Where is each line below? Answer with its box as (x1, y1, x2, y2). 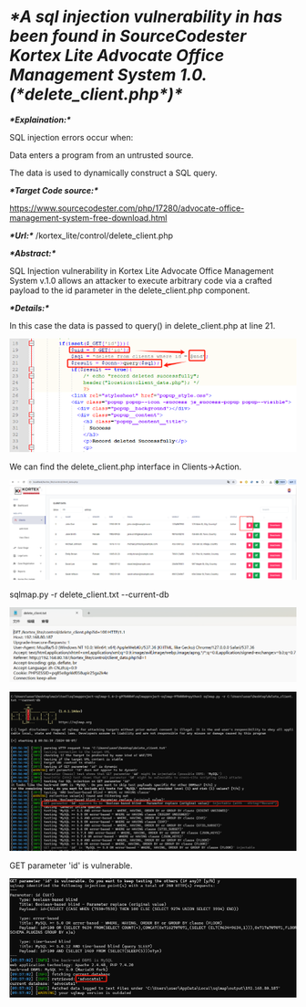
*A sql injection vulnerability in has (9, 6, 283, 27)
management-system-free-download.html (9, 212, 168, 223)
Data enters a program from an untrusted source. (9, 149, 194, 161)
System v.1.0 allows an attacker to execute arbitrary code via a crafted (9, 275, 272, 286)
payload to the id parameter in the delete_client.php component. (9, 285, 250, 296)
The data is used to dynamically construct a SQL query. (9, 167, 218, 178)
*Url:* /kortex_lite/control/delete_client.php (9, 230, 174, 241)
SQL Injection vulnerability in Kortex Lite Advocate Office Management (9, 265, 274, 276)
